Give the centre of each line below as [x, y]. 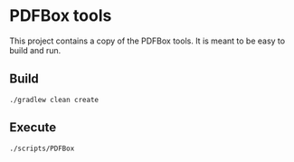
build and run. [35, 50]
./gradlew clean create [54, 100]
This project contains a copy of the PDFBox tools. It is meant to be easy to [147, 41]
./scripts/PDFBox [42, 148]
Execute [33, 128]
